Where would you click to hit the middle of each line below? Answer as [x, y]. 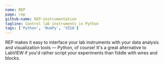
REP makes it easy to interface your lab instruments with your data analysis [82, 42]
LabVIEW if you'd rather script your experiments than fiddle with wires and [81, 53]
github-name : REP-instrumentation [41, 19]
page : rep [15, 14]
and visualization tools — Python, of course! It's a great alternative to [76, 48]
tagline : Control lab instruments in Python [52, 24]
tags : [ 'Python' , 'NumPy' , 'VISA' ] [42, 28]
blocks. [13, 58]
